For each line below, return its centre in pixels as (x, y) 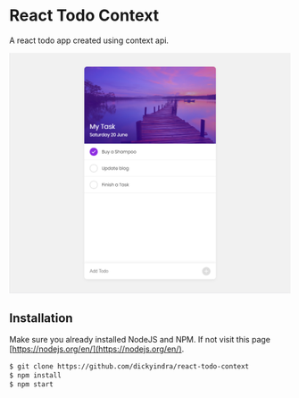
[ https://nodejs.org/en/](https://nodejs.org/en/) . (97, 349)
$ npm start (31, 385)
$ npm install (36, 376)
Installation (41, 318)
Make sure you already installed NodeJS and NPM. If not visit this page (140, 340)
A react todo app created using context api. (89, 40)
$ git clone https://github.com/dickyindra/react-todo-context (129, 367)
